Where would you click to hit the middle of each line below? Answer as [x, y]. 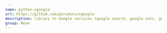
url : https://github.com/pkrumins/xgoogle [50, 14]
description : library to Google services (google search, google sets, [81, 18]
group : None [17, 23]
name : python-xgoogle [28, 9]
